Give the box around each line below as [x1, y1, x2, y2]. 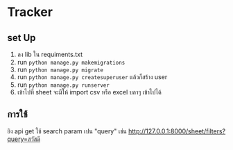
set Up [7, 32, 36, 44]
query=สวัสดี [7, 135, 40, 143]
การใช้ [7, 108, 28, 120]
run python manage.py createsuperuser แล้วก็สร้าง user [17, 73, 168, 81]
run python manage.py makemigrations [17, 58, 126, 66]
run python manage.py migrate [17, 65, 104, 74]
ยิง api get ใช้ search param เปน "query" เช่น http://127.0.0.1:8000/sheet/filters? [7, 126, 226, 135]
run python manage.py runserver [17, 81, 110, 89]
